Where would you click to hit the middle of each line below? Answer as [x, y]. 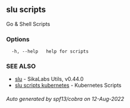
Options [18, 39]
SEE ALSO [21, 66]
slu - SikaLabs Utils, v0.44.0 [49, 79]
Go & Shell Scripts [28, 24]
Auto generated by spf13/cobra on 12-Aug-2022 [65, 99]
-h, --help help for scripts [50, 52]
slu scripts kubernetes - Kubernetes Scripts [68, 86]
